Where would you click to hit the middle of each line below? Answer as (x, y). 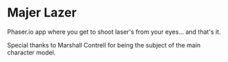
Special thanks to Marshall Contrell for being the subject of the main (104, 45)
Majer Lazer (42, 13)
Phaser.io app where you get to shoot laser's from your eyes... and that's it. (114, 32)
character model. (31, 52)
